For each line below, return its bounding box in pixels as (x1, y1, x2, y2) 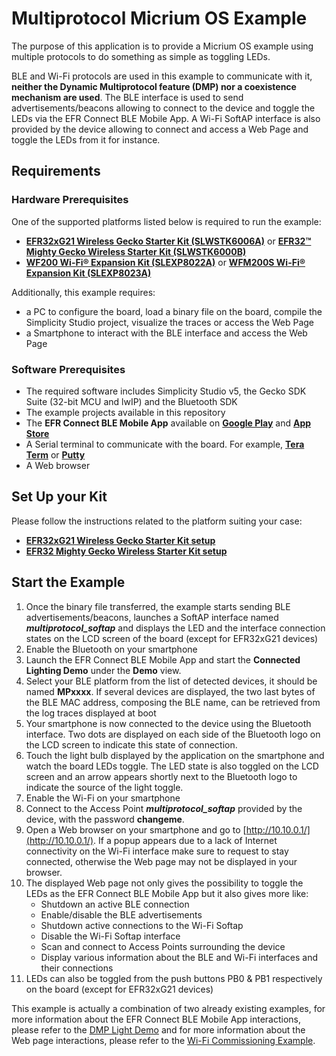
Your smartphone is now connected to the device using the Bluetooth (25, 717, 312, 729)
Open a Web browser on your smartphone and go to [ (25, 823, 247, 836)
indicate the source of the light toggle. (25, 781, 184, 793)
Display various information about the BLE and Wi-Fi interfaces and (40, 951, 319, 963)
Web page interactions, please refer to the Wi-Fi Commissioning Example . (11, 1034, 316, 1046)
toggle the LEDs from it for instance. (11, 133, 161, 146)
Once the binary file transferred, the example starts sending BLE (25, 600, 291, 612)
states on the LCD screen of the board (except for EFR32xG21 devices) (25, 632, 319, 644)
